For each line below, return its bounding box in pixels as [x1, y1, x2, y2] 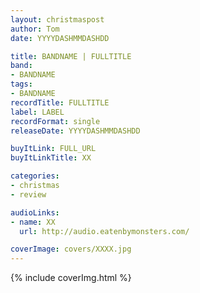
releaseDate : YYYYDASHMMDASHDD [10, 126, 141, 136]
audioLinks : [10, 207, 60, 218]
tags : [10, 79, 33, 90]
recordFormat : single [10, 116, 101, 126]
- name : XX [10, 217, 56, 227]
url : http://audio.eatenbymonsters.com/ [19, 226, 190, 236]
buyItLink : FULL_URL [10, 144, 97, 154]
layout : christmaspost [10, 14, 105, 25]
